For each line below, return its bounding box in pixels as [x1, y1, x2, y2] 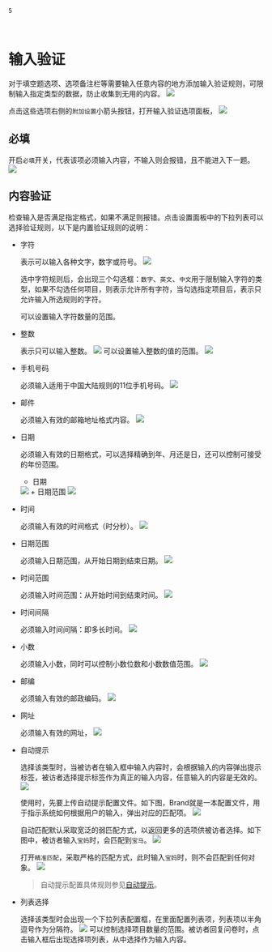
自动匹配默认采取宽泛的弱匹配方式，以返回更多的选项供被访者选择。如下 [19, 825, 261, 835]
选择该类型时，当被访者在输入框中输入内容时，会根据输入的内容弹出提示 [19, 762, 261, 772]
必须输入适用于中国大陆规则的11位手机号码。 [19, 380, 168, 390]
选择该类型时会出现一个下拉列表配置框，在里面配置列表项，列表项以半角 [19, 914, 261, 924]
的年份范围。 [19, 459, 63, 469]
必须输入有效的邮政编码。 [19, 693, 106, 703]
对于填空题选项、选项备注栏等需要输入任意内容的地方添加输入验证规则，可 [8, 79, 257, 88]
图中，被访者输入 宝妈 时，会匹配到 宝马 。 [19, 835, 151, 845]
